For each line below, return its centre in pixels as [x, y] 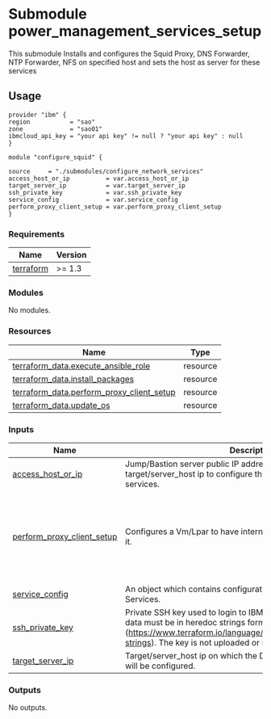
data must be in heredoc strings [185, 622]
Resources [30, 331]
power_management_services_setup [135, 31]
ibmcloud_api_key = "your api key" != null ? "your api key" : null [126, 136]
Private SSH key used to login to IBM [194, 612]
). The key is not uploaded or [205, 642]
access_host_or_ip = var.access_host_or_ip [99, 179]
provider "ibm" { [38, 115]
